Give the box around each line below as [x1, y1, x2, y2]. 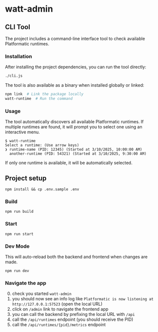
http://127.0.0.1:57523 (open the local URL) [12, 301, 103, 307]
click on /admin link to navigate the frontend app [12, 306, 108, 312]
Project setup [5, 174, 47, 182]
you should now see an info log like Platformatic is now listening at [12, 296, 154, 302]
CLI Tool [5, 23, 31, 31]
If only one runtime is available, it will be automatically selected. [5, 160, 133, 166]
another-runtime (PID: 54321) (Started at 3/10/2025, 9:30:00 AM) [9, 151, 147, 156]
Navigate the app [5, 279, 47, 286]
